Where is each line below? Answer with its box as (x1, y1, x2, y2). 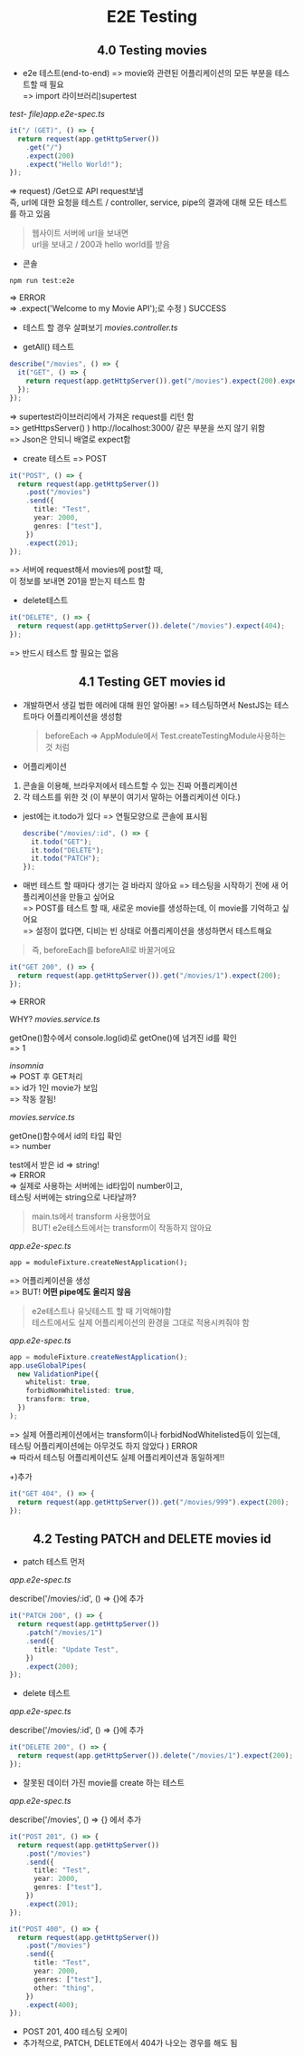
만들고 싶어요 (69, 892, 116, 902)
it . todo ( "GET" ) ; (31, 837, 92, 846)
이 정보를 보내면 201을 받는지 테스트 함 (9, 576, 146, 587)
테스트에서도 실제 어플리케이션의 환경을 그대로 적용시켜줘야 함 (31, 1317, 251, 1328)
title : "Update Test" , (33, 1644, 119, 1654)
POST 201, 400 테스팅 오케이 (22, 2026, 128, 2037)
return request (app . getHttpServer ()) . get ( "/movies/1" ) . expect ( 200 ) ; (17, 971, 281, 980)
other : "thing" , (33, 1984, 95, 1993)
